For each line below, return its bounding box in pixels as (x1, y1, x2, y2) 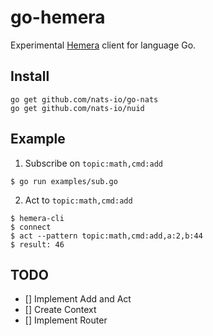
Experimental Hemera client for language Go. (10, 39, 197, 51)
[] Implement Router (24, 314, 108, 326)
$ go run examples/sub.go (10, 176, 118, 186)
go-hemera (10, 6, 106, 29)
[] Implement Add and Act (24, 293, 132, 305)
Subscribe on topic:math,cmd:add (24, 157, 163, 169)
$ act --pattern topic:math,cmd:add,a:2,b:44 (10, 231, 203, 241)
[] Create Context (24, 304, 97, 316)
